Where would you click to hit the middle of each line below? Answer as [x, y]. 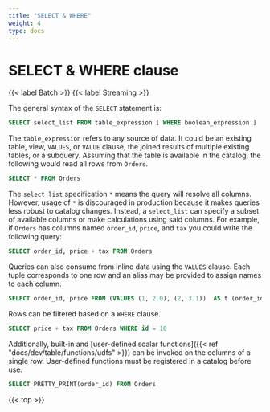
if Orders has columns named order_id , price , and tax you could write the [131, 228]
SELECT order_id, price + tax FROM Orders [80, 251]
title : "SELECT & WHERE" [50, 16]
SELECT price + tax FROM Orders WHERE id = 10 [88, 328]
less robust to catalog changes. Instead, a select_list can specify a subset [134, 211]
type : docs [27, 31]
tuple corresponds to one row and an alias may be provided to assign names [135, 275]
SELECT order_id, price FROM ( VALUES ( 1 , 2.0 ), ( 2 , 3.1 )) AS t [118, 298]
